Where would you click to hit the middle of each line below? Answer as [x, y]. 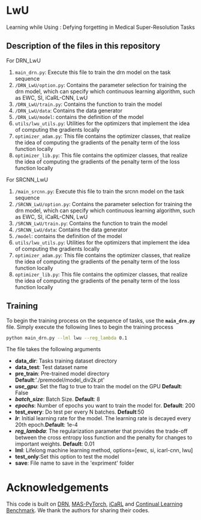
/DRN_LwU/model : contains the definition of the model [79, 117]
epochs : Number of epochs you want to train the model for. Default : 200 [105, 406]
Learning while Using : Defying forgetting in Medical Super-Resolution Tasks [100, 27]
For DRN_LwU [23, 60]
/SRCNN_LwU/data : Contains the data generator [71, 230]
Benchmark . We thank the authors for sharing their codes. [78, 510]
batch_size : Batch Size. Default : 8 [57, 399]
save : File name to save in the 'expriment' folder [74, 463]
